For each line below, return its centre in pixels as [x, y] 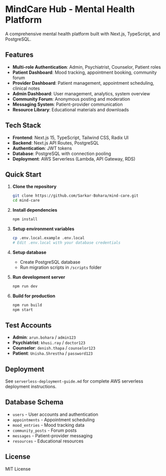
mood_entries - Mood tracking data [48, 425]
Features [19, 55]
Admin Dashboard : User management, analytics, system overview [81, 93]
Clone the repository [34, 187]
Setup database [29, 252]
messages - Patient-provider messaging [52, 435]
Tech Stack [23, 126]
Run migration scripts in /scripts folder [61, 267]
